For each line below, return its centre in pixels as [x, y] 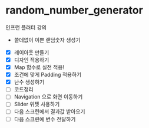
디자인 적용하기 [32, 60]
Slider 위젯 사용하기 [37, 104]
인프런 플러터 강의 [26, 27]
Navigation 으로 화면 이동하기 [48, 97]
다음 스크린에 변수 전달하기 [45, 119]
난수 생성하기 [29, 82]
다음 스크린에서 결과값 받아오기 [49, 111]
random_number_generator [74, 10]
